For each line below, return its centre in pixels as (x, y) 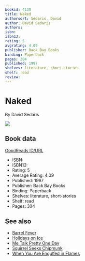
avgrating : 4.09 (21, 46)
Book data (21, 139)
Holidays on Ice (28, 238)
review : (13, 77)
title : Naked (18, 14)
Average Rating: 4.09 (33, 175)
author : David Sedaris (28, 23)
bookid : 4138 (18, 9)
